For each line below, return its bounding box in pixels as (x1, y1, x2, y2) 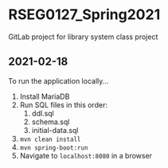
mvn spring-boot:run (19, 143, 88, 152)
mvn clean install (19, 135, 81, 143)
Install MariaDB (19, 92, 70, 101)
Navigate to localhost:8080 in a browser (19, 150, 153, 160)
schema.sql (31, 117, 70, 127)
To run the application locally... (8, 76, 109, 85)
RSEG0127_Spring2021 (8, 6, 161, 24)
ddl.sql (31, 108, 54, 118)
